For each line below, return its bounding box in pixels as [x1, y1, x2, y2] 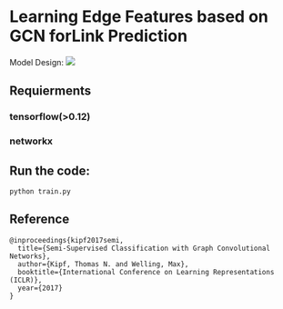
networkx [9, 135, 53, 147]
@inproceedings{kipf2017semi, [9, 235, 125, 244]
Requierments [9, 84, 92, 99]
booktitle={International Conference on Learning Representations [17, 267, 275, 276]
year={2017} [17, 284, 64, 293]
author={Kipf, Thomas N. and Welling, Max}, [17, 259, 189, 269]
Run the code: [9, 163, 91, 178]
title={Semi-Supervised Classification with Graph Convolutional [17, 244, 271, 253]
